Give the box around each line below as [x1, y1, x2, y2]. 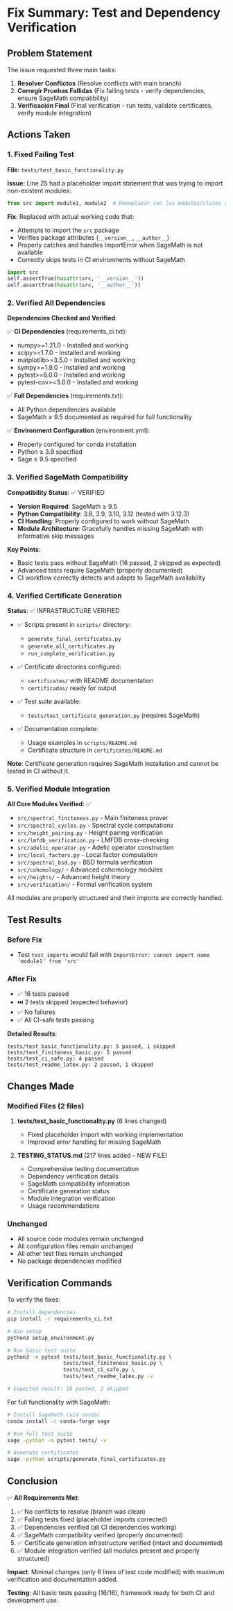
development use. [7, 1596, 59, 1604]
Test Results [7, 914, 62, 926]
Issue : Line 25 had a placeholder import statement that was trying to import [7, 179, 223, 187]
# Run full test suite [7, 1430, 73, 1437]
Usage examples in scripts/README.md [27, 739, 137, 747]
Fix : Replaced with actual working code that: [7, 212, 135, 220]
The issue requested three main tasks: [7, 66, 116, 74]
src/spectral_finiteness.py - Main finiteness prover [17, 814, 169, 822]
